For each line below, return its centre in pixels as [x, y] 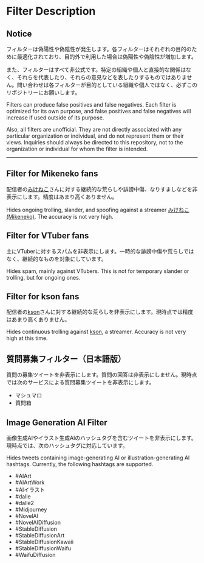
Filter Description [51, 11]
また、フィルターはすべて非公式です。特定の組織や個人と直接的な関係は [96, 69]
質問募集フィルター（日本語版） [66, 359]
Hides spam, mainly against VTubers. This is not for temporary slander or [98, 271]
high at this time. [27, 338]
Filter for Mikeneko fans [52, 174]
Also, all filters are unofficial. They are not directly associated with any [94, 129]
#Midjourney [31, 509]
